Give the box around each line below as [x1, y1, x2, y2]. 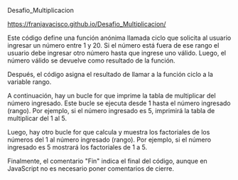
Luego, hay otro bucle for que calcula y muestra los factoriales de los [7, 128, 210, 136]
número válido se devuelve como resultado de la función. [7, 56, 175, 65]
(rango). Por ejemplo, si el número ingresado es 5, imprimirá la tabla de [7, 107, 215, 115]
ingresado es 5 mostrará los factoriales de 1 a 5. [7, 143, 148, 152]
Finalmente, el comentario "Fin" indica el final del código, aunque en [7, 157, 207, 165]
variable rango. [7, 78, 52, 86]
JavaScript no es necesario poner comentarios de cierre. [7, 164, 174, 173]
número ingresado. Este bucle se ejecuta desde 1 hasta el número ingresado [7, 99, 231, 107]
